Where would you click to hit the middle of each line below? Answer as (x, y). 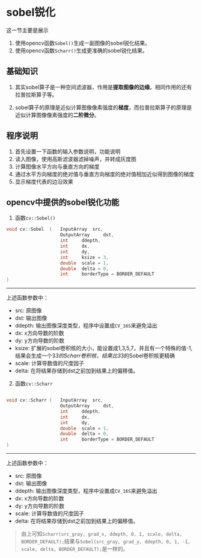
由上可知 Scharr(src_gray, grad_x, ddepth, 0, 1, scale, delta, (102, 534)
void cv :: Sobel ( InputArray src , (55, 230)
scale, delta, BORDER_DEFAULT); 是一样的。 (75, 549)
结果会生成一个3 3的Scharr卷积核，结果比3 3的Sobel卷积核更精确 (95, 356)
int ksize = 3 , (84, 257)
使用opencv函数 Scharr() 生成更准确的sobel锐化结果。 (81, 50)
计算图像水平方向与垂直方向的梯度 (57, 166)
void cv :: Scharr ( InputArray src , (55, 400)
